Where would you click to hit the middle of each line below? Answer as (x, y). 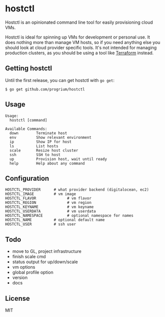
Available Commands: (26, 129)
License (18, 298)
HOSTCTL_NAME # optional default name (55, 220)
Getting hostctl (29, 68)
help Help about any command (47, 163)
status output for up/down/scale (45, 262)
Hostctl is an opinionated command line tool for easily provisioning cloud (79, 22)
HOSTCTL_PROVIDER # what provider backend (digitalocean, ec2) (77, 190)
